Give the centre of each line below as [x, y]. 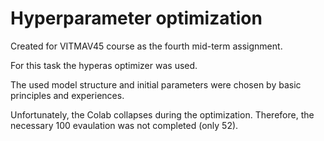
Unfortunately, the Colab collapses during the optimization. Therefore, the [162, 114]
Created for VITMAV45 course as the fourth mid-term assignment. [146, 46]
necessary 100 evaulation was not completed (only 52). [124, 125]
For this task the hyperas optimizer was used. [104, 65]
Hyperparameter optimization [136, 18]
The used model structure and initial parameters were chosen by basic [156, 84]
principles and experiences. [67, 95]
